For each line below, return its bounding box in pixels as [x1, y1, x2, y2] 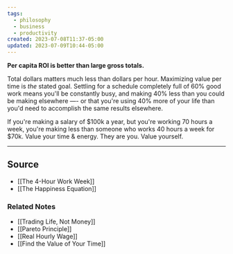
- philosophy [13, 17, 51, 24]
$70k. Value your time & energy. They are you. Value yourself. [7, 132, 184, 140]
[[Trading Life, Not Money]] [17, 217, 96, 226]
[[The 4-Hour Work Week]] [17, 177, 95, 185]
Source [7, 158, 40, 170]
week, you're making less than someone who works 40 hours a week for [7, 125, 215, 133]
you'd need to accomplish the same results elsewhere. [7, 105, 163, 112]
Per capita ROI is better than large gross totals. [7, 62, 144, 69]
